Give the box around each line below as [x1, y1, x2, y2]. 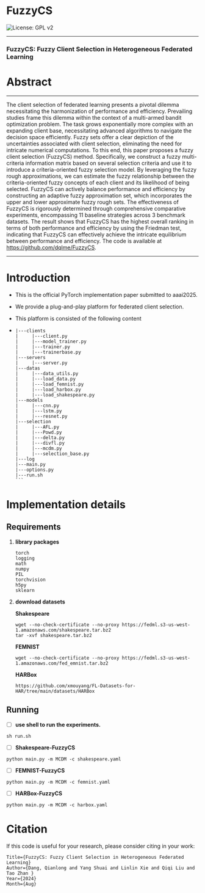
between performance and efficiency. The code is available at [6, 237, 162, 244]
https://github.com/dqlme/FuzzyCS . [6, 244, 96, 251]
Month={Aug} [6, 881, 37, 887]
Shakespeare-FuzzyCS [15, 743, 75, 751]
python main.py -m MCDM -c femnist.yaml [6, 779, 111, 785]
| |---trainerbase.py [15, 349, 81, 355]
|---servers [15, 354, 46, 360]
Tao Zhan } [6, 870, 34, 877]
